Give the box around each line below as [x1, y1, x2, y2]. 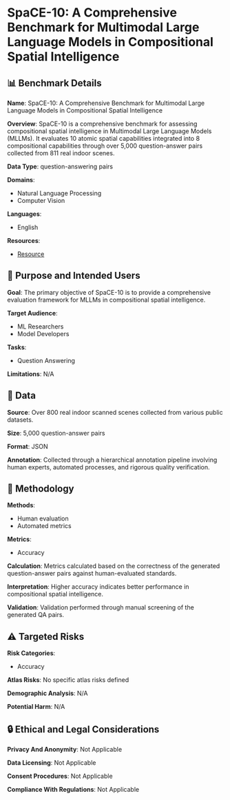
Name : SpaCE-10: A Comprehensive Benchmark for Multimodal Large [7, 99, 205, 107]
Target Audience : [7, 309, 58, 317]
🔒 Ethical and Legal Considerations [7, 723, 160, 735]
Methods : [7, 501, 36, 509]
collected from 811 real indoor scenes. [7, 149, 115, 157]
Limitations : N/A [7, 369, 54, 378]
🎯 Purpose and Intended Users [7, 270, 140, 282]
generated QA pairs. [7, 611, 64, 619]
